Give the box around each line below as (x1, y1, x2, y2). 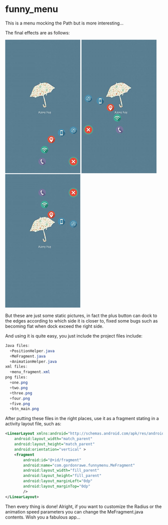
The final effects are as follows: (5, 29, 70, 35)
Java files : (5, 343, 30, 348)
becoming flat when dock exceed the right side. (5, 323, 103, 329)
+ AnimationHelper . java (9, 359, 57, 364)
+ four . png (9, 396, 30, 401)
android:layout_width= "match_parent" (14, 436, 93, 441)
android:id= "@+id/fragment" (23, 457, 81, 462)
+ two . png (9, 385, 28, 390)
